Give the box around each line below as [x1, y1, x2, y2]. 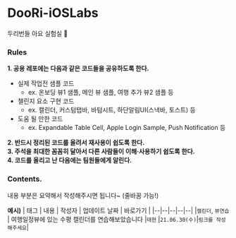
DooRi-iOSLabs [7, 5, 99, 21]
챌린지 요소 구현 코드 [17, 97, 75, 105]
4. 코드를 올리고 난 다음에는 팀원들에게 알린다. [7, 156, 132, 165]
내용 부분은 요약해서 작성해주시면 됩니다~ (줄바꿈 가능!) [7, 191, 159, 199]
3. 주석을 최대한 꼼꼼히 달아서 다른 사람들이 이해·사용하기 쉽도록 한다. [7, 147, 195, 156]
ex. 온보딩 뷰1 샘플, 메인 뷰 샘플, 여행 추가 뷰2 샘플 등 [27, 88, 174, 97]
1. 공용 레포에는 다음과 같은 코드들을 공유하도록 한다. [7, 64, 149, 73]
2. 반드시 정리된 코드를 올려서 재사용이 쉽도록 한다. [7, 138, 145, 147]
